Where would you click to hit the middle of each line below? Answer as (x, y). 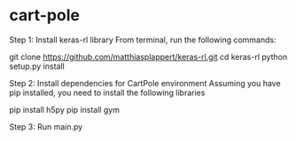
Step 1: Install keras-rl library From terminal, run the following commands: (143, 40)
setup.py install (37, 66)
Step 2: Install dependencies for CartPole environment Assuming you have (145, 83)
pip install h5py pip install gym (64, 109)
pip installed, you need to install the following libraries (107, 93)
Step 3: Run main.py (46, 126)
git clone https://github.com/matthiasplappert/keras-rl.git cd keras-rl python (148, 56)
